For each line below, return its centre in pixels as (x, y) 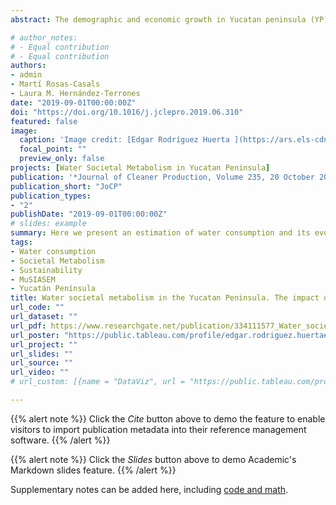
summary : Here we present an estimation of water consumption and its (160, 233)
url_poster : (35, 335)
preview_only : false (62, 159)
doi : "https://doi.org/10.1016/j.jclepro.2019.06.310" (127, 112)
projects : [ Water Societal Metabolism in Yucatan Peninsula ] (140, 168)
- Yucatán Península (53, 289)
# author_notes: (44, 37)
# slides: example (48, 224)
